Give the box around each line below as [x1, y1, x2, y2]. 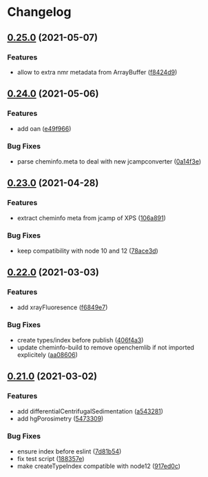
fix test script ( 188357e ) [17, 454, 85, 463]
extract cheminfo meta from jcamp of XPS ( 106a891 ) [17, 213, 167, 222]
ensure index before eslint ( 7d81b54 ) [17, 447, 122, 456]
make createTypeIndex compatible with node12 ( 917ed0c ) [17, 462, 181, 470]
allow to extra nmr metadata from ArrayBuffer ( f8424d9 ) [17, 68, 178, 76]
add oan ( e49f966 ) [17, 124, 72, 133]
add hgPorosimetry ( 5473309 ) [17, 414, 104, 422]
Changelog [7, 4, 72, 20]
